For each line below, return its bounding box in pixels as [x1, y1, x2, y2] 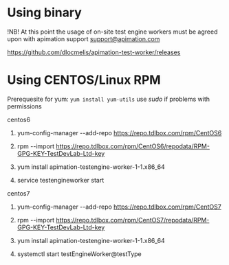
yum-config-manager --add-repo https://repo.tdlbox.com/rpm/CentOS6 [17, 128, 222, 137]
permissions [7, 102, 43, 111]
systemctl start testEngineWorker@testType [17, 249, 142, 258]
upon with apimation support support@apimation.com [7, 34, 160, 43]
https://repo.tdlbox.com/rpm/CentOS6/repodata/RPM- [56, 142, 210, 150]
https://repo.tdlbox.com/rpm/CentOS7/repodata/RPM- [56, 216, 210, 224]
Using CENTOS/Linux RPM [7, 72, 161, 88]
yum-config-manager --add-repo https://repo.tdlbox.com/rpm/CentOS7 [17, 203, 221, 211]
